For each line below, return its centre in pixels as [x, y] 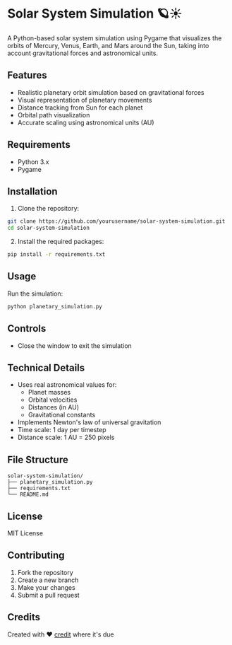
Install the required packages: [61, 242]
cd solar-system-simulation [49, 228]
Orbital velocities [53, 400]
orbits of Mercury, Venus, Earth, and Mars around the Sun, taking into [108, 45]
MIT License [25, 533]
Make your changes [46, 587]
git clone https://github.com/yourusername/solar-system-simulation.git [116, 221]
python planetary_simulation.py [55, 306]
